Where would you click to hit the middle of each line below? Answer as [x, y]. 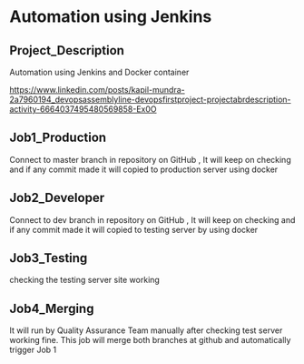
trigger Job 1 [33, 350]
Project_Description [67, 51]
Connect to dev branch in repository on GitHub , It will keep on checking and [152, 219]
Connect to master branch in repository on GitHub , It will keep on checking [151, 159]
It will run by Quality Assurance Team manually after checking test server [146, 330]
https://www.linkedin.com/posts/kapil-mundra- [97, 90]
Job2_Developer [57, 198]
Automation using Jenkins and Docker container [99, 72]
